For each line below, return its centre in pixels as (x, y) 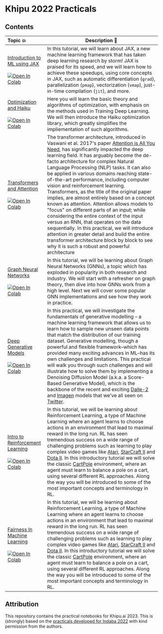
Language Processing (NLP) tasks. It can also (99, 167)
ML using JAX (23, 64)
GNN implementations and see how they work (99, 297)
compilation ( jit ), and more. (98, 91)
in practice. (60, 303)
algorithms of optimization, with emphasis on (98, 105)
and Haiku (19, 108)
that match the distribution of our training (94, 335)
